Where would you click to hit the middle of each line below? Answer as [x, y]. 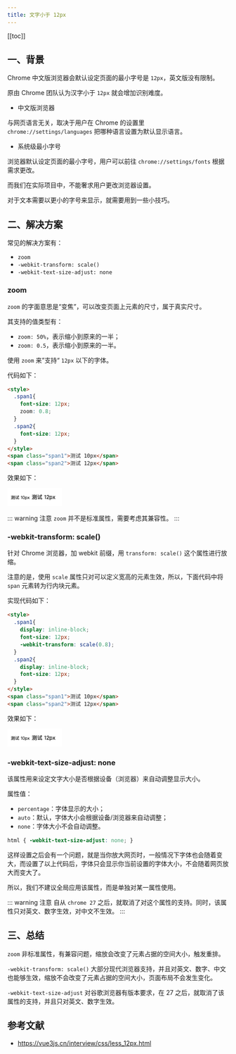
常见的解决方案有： [35, 243]
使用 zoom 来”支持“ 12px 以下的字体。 [60, 360]
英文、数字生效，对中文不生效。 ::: [76, 911]
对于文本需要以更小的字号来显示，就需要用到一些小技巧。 [90, 200]
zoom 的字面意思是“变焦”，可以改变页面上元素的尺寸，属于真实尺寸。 [106, 306]
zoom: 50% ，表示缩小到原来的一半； [69, 336]
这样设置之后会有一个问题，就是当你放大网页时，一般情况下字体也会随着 [112, 855]
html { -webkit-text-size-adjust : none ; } [70, 841]
